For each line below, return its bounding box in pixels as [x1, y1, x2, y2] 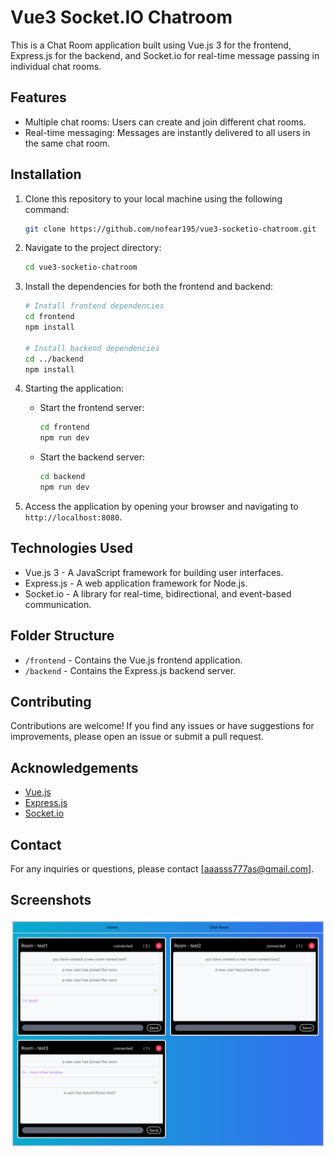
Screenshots [10, 892, 92, 909]
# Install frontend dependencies [24, 301, 165, 311]
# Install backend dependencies [24, 343, 160, 353]
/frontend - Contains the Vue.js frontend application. [24, 654, 243, 666]
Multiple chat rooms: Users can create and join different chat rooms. [24, 116, 307, 128]
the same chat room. [24, 137, 111, 149]
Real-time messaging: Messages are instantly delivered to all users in [24, 126, 311, 138]
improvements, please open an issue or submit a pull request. [10, 731, 264, 743]
